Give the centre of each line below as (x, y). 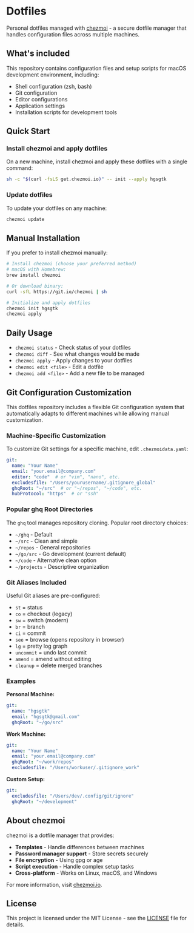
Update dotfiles (29, 195)
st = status (29, 607)
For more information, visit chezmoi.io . (54, 884)
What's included (38, 54)
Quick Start (28, 131)
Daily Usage (29, 333)
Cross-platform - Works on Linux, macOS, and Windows (86, 873)
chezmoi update (25, 219)
